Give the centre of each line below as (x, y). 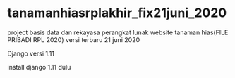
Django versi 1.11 (31, 53)
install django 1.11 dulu (39, 67)
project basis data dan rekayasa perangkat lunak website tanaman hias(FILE (118, 32)
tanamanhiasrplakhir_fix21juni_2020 (117, 13)
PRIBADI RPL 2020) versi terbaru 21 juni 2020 (73, 39)
